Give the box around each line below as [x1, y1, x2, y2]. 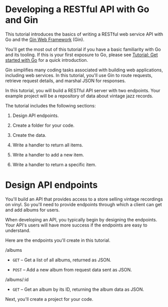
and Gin [5, 14, 39, 26]
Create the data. [12, 132, 46, 138]
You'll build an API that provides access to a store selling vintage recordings [5, 196, 163, 202]
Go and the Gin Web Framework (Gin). [5, 36, 85, 43]
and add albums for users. [5, 207, 60, 213]
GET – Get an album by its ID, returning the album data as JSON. [12, 286, 144, 292]
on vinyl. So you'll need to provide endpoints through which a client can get [5, 201, 162, 207]
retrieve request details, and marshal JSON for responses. [5, 78, 126, 84]
